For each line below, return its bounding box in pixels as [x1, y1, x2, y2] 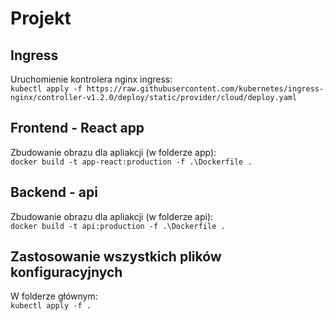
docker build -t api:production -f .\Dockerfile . [10, 221, 226, 231]
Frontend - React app [10, 120, 145, 137]
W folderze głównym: [10, 290, 98, 302]
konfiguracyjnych [10, 264, 123, 281]
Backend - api [10, 184, 98, 201]
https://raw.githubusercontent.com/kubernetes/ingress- [86, 84, 325, 94]
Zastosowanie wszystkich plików [10, 248, 222, 266]
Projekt [10, 7, 72, 30]
